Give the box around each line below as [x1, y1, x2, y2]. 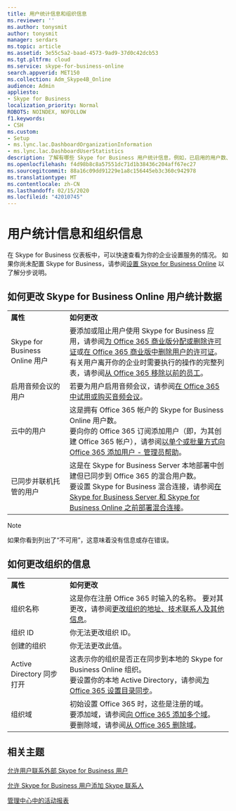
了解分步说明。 [7, 268, 51, 277]
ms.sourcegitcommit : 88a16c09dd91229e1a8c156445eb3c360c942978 [7, 167, 197, 175]
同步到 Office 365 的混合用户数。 [90, 471, 201, 481]
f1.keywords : [7, 115, 46, 122]
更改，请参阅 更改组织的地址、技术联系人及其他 [70, 603, 225, 613]
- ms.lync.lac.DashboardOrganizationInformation [7, 142, 152, 149]
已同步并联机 [11, 476, 54, 486]
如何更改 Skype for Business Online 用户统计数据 [7, 291, 223, 303]
